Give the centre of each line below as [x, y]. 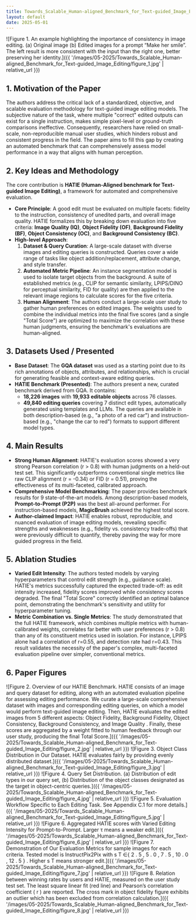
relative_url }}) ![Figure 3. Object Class [141, 749]
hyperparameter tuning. [43, 611]
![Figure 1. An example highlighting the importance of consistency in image [96, 39]
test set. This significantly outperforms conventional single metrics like [99, 472]
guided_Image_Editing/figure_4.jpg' [48, 799]
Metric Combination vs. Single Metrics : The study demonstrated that [98, 617]
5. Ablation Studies [41, 559]
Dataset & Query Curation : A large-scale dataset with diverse [97, 246]
